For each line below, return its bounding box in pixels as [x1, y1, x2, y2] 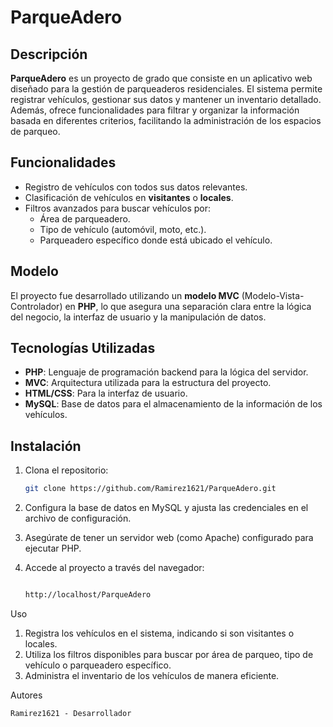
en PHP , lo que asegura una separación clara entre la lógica [64, 300, 312, 312]
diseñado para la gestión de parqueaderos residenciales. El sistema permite [10, 83, 323, 95]
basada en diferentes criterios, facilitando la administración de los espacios [10, 115, 322, 126]
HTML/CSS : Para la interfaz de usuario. [24, 387, 188, 400]
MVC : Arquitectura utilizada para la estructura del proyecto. [24, 377, 272, 389]
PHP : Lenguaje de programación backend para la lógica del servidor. [24, 366, 309, 378]
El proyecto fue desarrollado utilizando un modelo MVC [10, 289, 240, 301]
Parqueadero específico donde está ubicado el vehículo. [39, 234, 273, 246]
